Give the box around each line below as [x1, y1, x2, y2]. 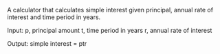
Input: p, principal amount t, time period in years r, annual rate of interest [7, 27, 212, 34]
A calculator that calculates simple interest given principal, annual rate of [7, 6, 214, 14]
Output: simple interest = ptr [7, 40, 87, 47]
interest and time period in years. [7, 13, 101, 21]
